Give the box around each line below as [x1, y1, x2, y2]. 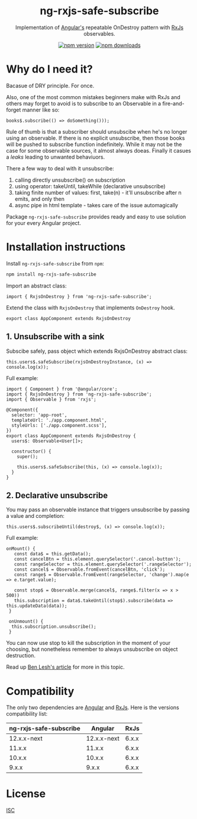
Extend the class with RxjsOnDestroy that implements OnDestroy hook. [6, 304, 175, 311]
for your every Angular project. [6, 219, 82, 226]
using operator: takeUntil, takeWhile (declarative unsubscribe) [14, 182, 166, 189]
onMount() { [6, 546, 35, 552]
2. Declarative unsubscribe [6, 490, 108, 500]
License [6, 787, 46, 801]
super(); [17, 453, 38, 460]
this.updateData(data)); [6, 603, 67, 609]
